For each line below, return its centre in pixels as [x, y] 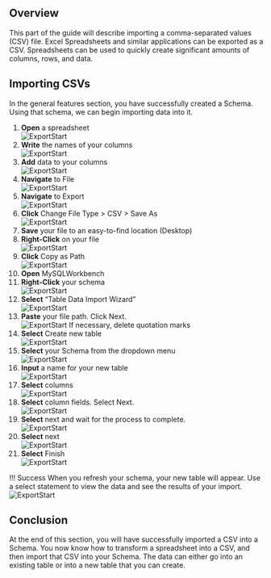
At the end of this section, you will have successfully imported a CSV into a [134, 539]
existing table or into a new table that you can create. [98, 565]
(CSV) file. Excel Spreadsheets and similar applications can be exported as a [136, 41]
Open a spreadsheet [55, 128]
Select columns [47, 385]
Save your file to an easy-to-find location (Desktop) [106, 230]
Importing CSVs [50, 84]
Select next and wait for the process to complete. [103, 419]
